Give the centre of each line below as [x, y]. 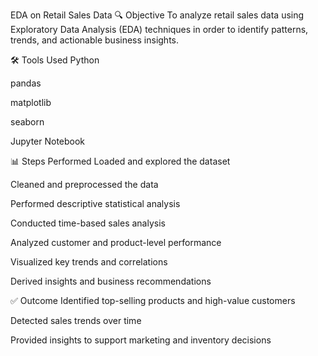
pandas [26, 83]
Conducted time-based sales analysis [88, 223]
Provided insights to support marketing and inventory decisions [141, 340]
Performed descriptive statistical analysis [95, 203]
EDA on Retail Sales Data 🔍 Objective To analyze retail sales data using [157, 15]
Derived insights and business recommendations [111, 281]
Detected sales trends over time [76, 320]
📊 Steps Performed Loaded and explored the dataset [120, 161]
